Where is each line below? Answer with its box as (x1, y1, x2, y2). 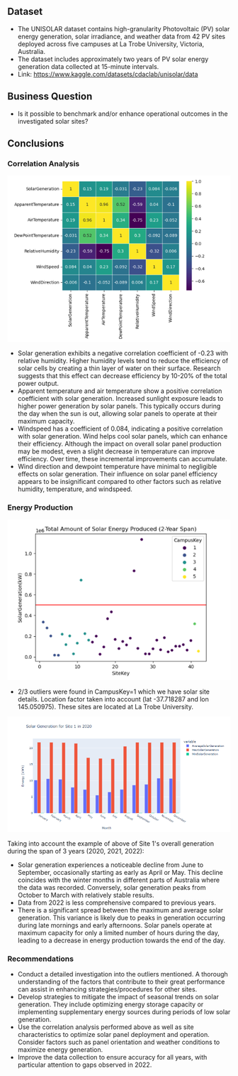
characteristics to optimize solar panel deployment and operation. (17, 1031, 210, 1039)
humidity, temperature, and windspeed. (17, 485, 133, 493)
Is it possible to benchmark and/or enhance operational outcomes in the (17, 109, 228, 118)
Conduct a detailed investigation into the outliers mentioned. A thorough (17, 970, 228, 979)
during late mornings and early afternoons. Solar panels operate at (17, 920, 212, 930)
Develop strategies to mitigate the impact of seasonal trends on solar (17, 993, 220, 1001)
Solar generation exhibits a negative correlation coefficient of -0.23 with (17, 349, 229, 357)
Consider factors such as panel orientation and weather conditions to (17, 1038, 220, 1047)
